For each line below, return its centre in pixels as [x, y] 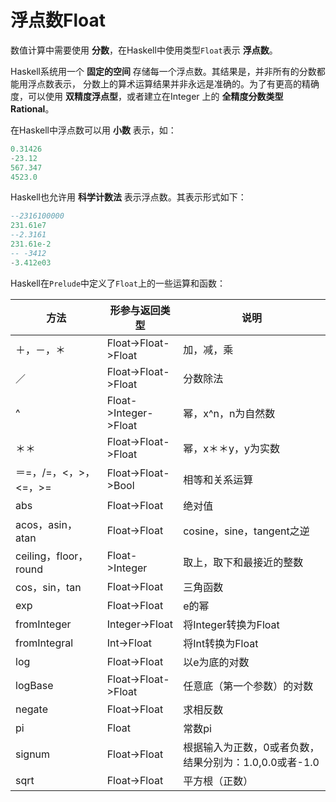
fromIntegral [44, 643]
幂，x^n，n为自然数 [229, 413]
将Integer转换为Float [231, 624]
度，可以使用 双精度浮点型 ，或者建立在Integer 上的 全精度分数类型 [147, 96]
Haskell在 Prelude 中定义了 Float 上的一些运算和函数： [118, 283]
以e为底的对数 [216, 662]
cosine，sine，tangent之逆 [246, 531]
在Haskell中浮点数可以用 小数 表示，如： [93, 130]
